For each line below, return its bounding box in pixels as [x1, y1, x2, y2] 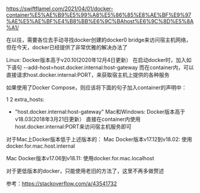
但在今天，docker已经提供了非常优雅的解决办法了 [6, 44, 128, 51]
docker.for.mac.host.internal [6, 142, 76, 150]
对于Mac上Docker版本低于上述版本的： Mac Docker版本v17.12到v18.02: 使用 [6, 136, 192, 142]
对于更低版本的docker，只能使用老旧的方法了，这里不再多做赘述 [6, 167, 164, 175]
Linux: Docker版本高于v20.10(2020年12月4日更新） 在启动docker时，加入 [6, 57, 186, 63]
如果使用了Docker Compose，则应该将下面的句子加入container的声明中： [6, 84, 187, 91]
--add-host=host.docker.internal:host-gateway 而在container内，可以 [23, 64, 194, 71]
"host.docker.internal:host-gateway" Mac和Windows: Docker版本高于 [14, 108, 186, 115]
